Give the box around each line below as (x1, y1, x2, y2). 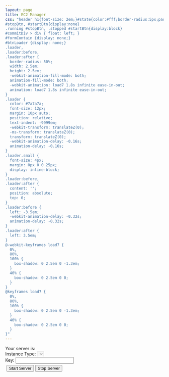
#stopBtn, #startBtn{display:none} (5, 21, 80, 27)
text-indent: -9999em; (10, 120, 57, 125)
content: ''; (10, 186, 37, 191)
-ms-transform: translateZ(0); (10, 129, 75, 134)
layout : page (5, 7, 33, 13)
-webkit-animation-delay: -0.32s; (10, 214, 82, 219)
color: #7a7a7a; (10, 102, 44, 107)
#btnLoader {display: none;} (5, 40, 66, 45)
